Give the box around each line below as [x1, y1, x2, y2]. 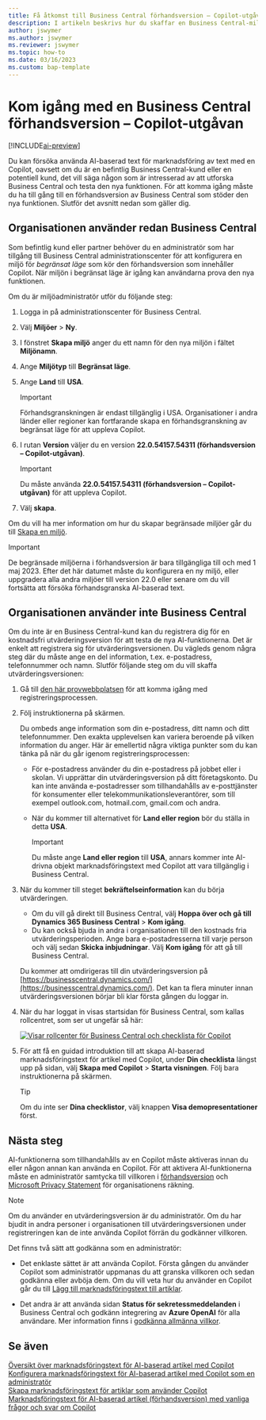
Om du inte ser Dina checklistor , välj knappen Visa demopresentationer [19, 1102, 258, 1112]
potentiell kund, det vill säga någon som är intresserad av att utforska [8, 172, 234, 183]
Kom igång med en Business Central [8, 97, 252, 115]
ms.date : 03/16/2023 [8, 56, 77, 64]
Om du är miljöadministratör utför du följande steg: [8, 291, 173, 301]
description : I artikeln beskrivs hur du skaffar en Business [8, 19, 218, 27]
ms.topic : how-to [8, 48, 66, 56]
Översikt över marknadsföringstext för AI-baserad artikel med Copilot [8, 1360, 235, 1370]
